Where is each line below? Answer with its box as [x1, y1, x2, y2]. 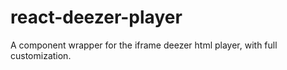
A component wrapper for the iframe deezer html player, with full [10, 39, 278, 51]
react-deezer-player [10, 6, 183, 29]
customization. [10, 49, 72, 61]
